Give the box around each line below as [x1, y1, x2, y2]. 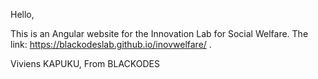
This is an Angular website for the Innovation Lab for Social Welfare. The [10, 28, 309, 39]
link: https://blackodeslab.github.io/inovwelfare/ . [10, 39, 212, 50]
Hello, [10, 9, 35, 20]
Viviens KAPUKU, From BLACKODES [10, 58, 160, 69]
